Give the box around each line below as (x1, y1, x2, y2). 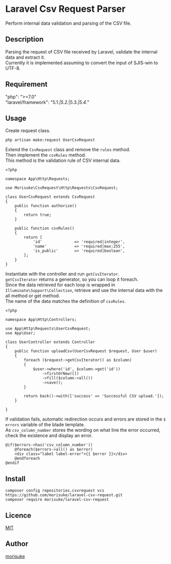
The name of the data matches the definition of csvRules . (5, 298, 126, 304)
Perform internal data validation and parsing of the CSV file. (5, 20, 132, 26)
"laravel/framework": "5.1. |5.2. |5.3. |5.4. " (5, 99, 90, 105)
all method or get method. (5, 293, 60, 299)
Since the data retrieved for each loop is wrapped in (5, 282, 116, 288)
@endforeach (14, 456, 40, 461)
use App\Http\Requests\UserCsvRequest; (5, 326, 91, 332)
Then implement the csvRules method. (5, 152, 86, 158)
